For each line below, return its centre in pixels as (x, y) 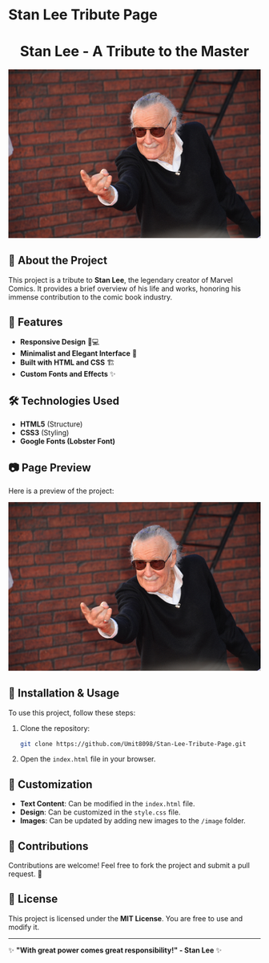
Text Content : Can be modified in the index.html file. (107, 804)
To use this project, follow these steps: (72, 712)
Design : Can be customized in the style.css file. (100, 812)
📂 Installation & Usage (64, 694)
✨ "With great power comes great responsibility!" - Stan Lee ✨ (115, 950)
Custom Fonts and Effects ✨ (68, 374)
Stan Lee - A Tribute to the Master (134, 52)
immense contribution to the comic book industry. (90, 297)
